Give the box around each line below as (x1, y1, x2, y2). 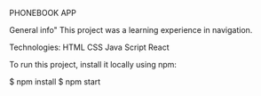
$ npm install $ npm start (9, 76, 101, 87)
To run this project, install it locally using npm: (9, 60, 178, 69)
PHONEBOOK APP (9, 8, 77, 18)
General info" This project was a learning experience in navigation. (9, 25, 253, 35)
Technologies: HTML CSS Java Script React (9, 42, 170, 52)
